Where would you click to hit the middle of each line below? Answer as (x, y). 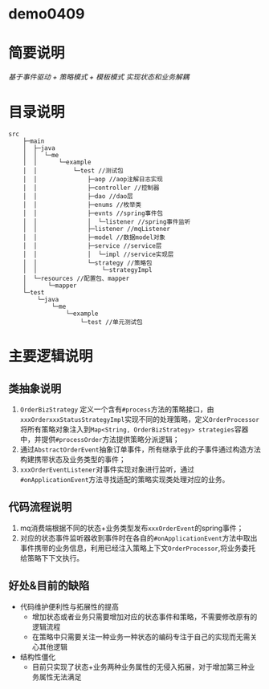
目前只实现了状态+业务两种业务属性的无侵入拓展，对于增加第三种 (140, 667)
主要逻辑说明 (51, 357)
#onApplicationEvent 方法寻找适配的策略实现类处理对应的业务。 (124, 480)
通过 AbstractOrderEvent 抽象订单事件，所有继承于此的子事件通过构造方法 (140, 449)
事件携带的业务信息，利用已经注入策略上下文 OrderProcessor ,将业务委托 (138, 548)
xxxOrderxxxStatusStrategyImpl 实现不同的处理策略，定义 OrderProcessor (139, 419)
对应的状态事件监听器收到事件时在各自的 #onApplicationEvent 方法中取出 (139, 537)
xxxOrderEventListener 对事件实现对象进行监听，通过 (107, 469)
